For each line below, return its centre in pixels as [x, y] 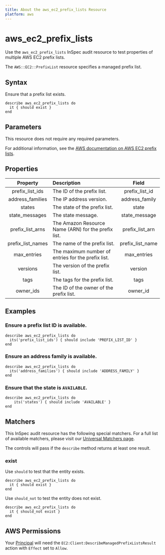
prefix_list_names [28, 243]
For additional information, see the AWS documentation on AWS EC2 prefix [81, 149]
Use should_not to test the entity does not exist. [53, 498]
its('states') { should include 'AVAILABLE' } [62, 402]
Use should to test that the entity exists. [45, 472]
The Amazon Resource [79, 223]
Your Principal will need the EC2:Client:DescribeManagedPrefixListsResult [81, 543]
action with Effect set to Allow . [36, 548]
